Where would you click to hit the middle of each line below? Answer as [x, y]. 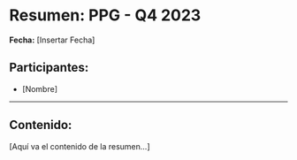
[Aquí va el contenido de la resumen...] [80, 146]
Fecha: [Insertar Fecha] [52, 40]
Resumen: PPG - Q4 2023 [105, 15]
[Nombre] [39, 88]
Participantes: [49, 68]
